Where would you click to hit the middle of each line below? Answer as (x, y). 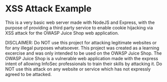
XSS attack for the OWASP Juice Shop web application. (62, 33)
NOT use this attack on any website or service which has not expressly (78, 69)
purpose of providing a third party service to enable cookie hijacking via (79, 27)
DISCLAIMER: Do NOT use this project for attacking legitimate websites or (81, 42)
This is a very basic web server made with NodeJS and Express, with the (80, 22)
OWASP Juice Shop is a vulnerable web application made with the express (82, 58)
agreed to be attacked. (28, 74)
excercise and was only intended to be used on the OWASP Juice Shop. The (83, 53)
